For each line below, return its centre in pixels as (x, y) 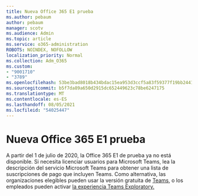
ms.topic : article (29, 39)
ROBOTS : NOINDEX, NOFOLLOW (39, 50)
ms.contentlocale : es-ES (37, 99)
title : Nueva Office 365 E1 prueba (50, 11)
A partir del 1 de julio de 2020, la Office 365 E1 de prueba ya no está (89, 155)
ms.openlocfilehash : (32, 83)
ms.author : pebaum (29, 17)
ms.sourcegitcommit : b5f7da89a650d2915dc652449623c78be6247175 (85, 88)
